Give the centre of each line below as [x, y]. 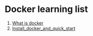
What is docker [28, 23]
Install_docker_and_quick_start [44, 28]
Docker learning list [46, 9]
